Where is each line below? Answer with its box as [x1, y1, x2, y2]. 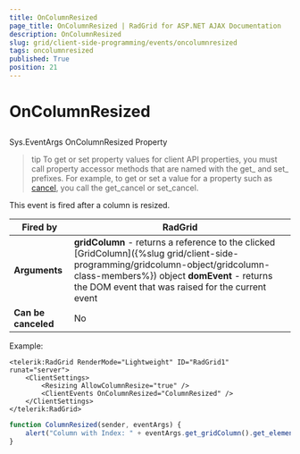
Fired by [21, 221, 58, 233]
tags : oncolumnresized [9, 46, 94, 55]
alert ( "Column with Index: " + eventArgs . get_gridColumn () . [25, 429, 254, 438]
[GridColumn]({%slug [73, 248, 165, 260]
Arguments [13, 265, 62, 277]
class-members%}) [73, 270, 158, 282]
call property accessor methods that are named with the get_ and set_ [30, 164, 289, 174]
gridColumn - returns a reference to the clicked [73, 236, 276, 248]
